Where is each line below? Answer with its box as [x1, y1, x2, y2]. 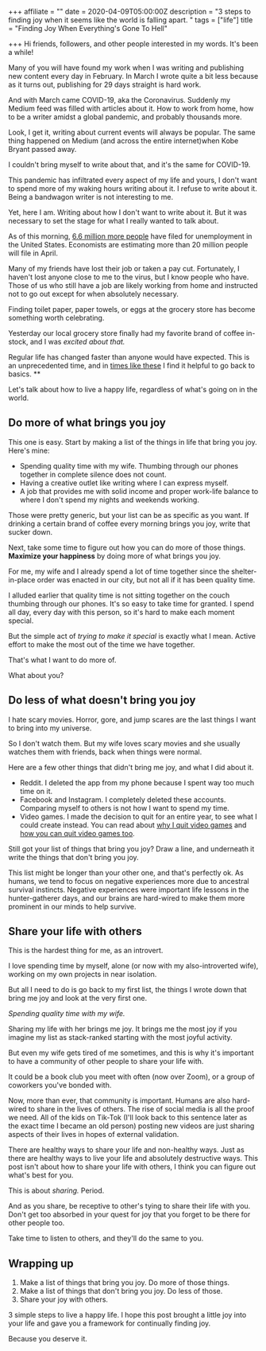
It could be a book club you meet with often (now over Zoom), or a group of [8, 1072, 256, 1081]
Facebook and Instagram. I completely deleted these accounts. [19, 795, 226, 804]
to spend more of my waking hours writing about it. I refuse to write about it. [8, 184, 258, 193]
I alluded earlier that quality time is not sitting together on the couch [8, 590, 230, 600]
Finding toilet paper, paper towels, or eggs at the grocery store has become [8, 305, 256, 313]
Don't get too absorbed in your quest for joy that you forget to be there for [8, 1209, 251, 1220]
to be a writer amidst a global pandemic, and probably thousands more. [8, 112, 242, 122]
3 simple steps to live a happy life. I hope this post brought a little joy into [8, 1310, 247, 1320]
